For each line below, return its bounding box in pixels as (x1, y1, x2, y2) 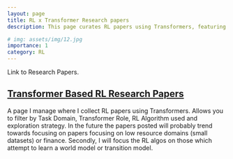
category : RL (7, 49, 45, 56)
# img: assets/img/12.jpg (7, 36, 82, 43)
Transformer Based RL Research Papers (7, 88, 184, 100)
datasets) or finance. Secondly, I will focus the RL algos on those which (7, 136, 213, 144)
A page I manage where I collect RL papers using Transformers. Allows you (7, 106, 224, 115)
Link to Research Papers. (7, 68, 79, 76)
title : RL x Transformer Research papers (7, 17, 130, 24)
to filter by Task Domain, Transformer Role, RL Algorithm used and (7, 114, 197, 122)
